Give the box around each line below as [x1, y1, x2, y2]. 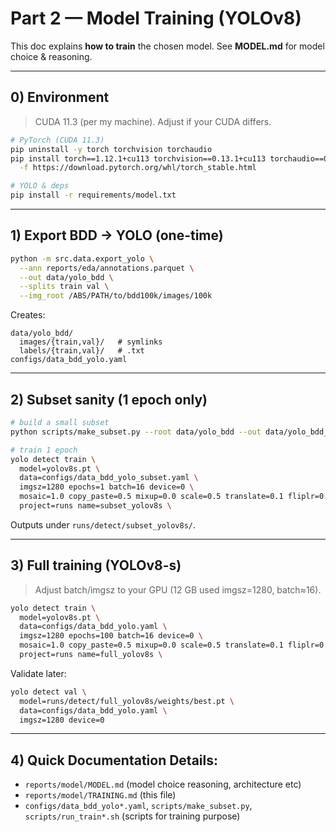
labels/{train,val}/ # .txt [19, 346, 145, 356]
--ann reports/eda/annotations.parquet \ [19, 263, 195, 273]
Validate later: [10, 667, 67, 679]
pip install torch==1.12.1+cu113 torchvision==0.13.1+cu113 [10, 153, 267, 164]
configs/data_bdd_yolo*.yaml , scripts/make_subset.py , [24, 800, 253, 812]
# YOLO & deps [10, 181, 70, 191]
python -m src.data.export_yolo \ [10, 253, 155, 264]
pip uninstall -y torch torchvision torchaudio [10, 144, 213, 154]
